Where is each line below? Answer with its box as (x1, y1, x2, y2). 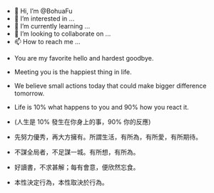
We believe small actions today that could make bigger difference (14, 82, 207, 90)
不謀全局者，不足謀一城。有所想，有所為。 (14, 148, 140, 156)
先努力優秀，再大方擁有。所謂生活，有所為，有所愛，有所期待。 (14, 132, 202, 141)
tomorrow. (14, 89, 45, 98)
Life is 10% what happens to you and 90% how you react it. (14, 103, 189, 111)
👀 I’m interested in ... (14, 14, 75, 23)
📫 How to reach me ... (14, 38, 81, 46)
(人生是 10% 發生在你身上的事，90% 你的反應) (14, 118, 151, 126)
